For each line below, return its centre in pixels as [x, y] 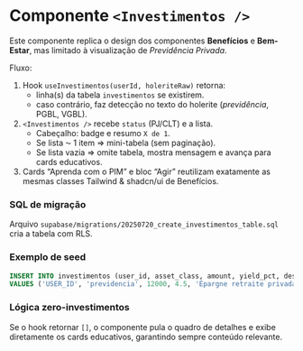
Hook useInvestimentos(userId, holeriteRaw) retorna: [124, 85]
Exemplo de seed [48, 257]
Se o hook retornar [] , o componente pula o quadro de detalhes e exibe [143, 327]
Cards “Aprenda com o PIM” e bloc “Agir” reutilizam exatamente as [146, 171]
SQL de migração [48, 204]
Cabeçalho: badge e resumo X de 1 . [103, 133]
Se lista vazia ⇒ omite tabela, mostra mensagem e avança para [154, 152]
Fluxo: [21, 68]
